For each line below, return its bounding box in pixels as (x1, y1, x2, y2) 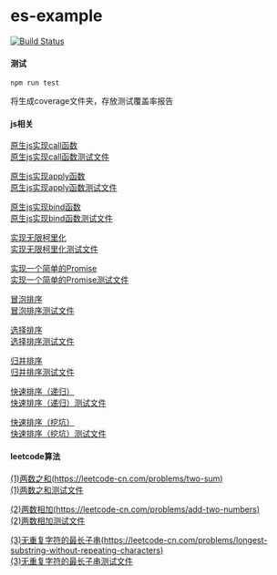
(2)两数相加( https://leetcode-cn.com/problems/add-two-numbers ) (10, 503, 261, 515)
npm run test (10, 78, 60, 87)
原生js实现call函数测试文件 (10, 151, 110, 162)
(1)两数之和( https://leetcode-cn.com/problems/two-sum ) (10, 473, 223, 484)
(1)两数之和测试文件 (10, 484, 84, 495)
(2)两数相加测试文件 (10, 515, 86, 526)
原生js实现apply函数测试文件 (10, 182, 118, 193)
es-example (10, 5, 103, 26)
